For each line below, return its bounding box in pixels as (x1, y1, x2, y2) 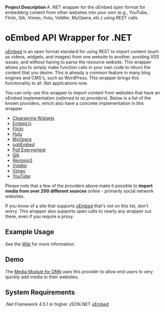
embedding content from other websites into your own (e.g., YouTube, (5, 9, 149, 15)
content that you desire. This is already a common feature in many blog (5, 69, 151, 75)
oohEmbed (12, 141, 35, 147)
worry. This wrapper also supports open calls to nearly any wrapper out (5, 208, 152, 214)
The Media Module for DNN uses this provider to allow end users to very (5, 268, 153, 274)
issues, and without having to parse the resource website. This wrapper (5, 59, 152, 65)
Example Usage (5, 228, 55, 236)
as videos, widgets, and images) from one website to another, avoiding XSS (5, 54, 160, 60)
